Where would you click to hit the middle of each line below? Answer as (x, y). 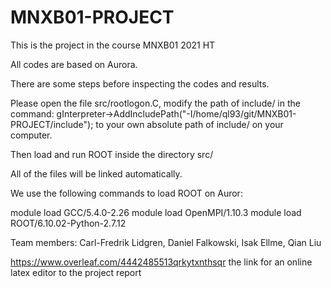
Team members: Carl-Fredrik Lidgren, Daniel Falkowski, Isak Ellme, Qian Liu (166, 242)
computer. (31, 135)
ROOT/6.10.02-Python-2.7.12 (68, 223)
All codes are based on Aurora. (74, 64)
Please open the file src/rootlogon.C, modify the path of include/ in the (155, 103)
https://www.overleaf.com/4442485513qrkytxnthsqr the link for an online (161, 262)
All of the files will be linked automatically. (96, 173)
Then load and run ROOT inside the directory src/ (112, 154)
